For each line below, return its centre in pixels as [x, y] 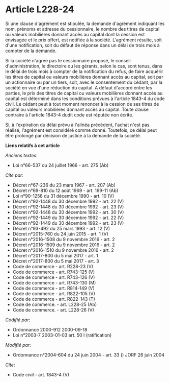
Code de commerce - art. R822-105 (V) [54, 293]
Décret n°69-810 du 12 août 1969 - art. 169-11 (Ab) [65, 190]
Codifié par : [18, 320]
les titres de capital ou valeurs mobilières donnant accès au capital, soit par [84, 77]
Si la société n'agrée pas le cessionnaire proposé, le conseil [68, 60]
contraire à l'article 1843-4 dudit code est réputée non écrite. [69, 115]
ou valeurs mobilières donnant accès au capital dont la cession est [75, 34]
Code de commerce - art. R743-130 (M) [54, 282]
